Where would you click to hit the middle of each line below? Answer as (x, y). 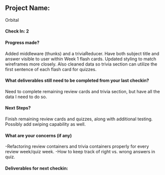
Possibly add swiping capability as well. (45, 124)
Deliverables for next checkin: (37, 168)
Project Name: (28, 8)
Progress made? (22, 42)
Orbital (12, 20)
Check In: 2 (17, 31)
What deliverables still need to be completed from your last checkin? (77, 80)
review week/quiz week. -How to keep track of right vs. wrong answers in (80, 152)
